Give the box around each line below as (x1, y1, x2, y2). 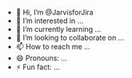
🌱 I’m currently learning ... (15, 25, 102, 33)
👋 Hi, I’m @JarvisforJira (15, 8, 94, 17)
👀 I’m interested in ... (15, 16, 84, 25)
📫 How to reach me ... (15, 42, 90, 51)
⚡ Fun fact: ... (15, 62, 60, 72)
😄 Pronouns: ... (15, 53, 68, 63)
